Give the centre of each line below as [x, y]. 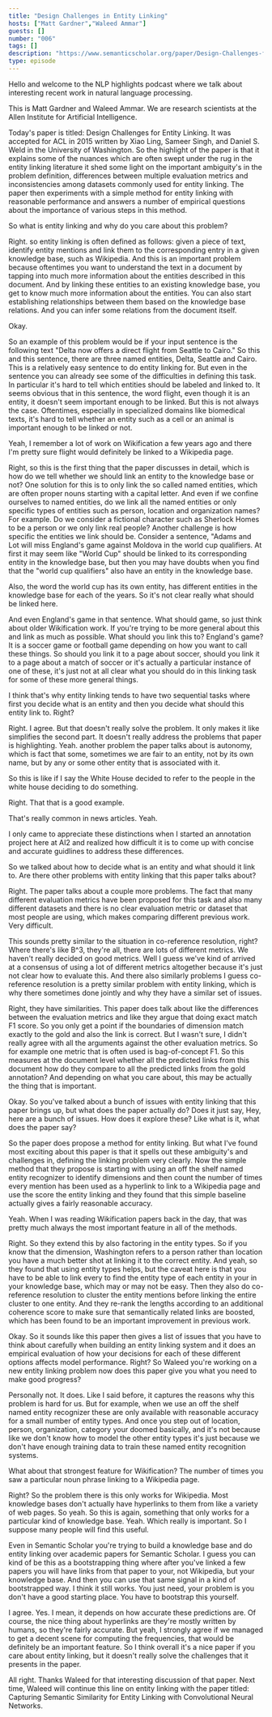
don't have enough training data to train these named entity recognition [127, 1447]
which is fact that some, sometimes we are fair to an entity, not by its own [131, 754]
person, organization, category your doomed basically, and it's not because [134, 1429]
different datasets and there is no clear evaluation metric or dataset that [128, 908]
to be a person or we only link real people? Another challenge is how [123, 528]
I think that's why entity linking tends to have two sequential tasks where [130, 695]
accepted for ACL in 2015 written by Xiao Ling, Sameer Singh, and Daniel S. [134, 141]
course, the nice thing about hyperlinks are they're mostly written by [122, 1621]
